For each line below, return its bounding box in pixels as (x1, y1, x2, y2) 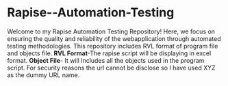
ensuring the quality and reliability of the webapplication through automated (7, 34, 221, 42)
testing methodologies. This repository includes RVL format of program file (7, 42, 218, 50)
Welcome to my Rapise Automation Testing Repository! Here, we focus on (7, 27, 216, 35)
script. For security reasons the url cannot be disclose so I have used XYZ (7, 63, 216, 72)
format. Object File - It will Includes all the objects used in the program (7, 56, 205, 64)
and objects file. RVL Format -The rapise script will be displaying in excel (7, 49, 212, 57)
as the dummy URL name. (7, 70, 80, 79)
